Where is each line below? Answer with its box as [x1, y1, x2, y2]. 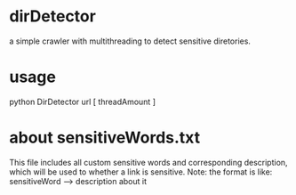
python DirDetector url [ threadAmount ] [9, 96, 156, 107]
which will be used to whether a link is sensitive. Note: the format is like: [9, 167, 273, 177]
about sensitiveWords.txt [9, 127, 201, 148]
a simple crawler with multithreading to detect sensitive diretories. [9, 36, 252, 46]
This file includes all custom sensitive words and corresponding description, [9, 157, 288, 167]
